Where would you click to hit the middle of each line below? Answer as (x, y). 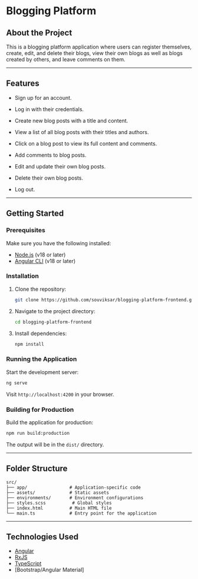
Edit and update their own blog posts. (60, 166)
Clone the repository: (40, 289)
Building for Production (40, 409)
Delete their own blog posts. (49, 178)
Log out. (25, 189)
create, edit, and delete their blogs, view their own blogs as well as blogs (94, 53)
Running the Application (42, 359)
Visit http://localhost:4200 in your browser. (60, 394)
